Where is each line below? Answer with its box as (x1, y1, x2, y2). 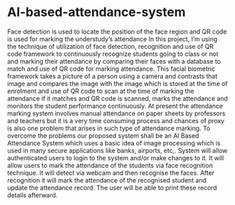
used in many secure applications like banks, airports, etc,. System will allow (7, 146, 228, 155)
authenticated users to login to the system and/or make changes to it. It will (7, 153, 225, 162)
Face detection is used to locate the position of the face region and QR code (7, 27, 227, 36)
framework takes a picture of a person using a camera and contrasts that (7, 71, 218, 80)
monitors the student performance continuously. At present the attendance (7, 101, 223, 110)
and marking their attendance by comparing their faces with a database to (7, 57, 222, 65)
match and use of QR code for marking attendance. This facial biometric (7, 64, 215, 73)
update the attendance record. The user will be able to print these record (7, 183, 218, 192)
